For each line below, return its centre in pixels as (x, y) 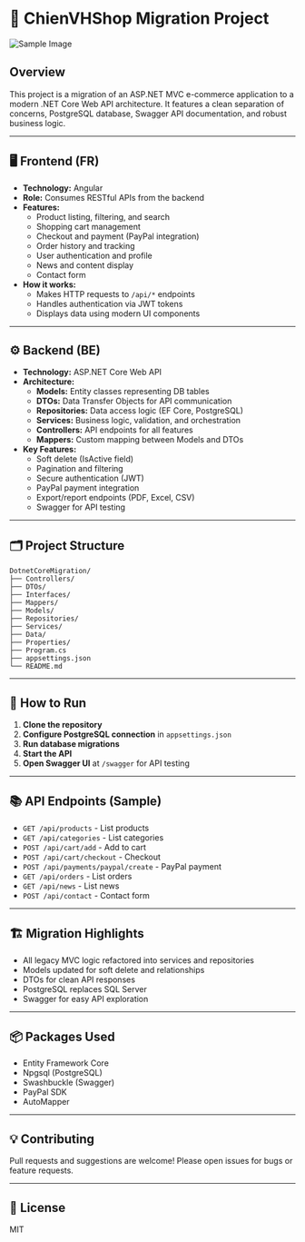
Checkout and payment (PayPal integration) (118, 236)
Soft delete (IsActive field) (85, 459)
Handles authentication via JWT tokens (109, 303)
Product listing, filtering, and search (103, 216)
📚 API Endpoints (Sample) (85, 802)
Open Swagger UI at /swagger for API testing (106, 763)
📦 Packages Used (62, 1037)
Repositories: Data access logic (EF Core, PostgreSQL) (139, 411)
